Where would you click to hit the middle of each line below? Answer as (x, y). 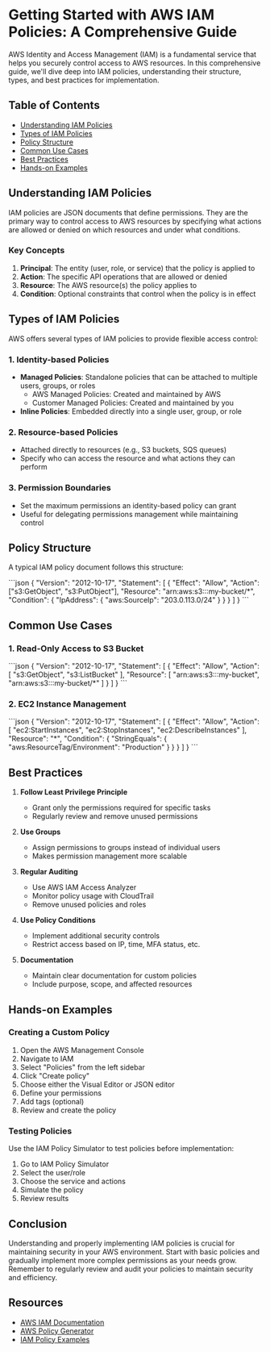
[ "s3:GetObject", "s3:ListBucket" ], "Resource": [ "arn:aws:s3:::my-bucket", (134, 674)
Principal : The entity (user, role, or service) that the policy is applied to (137, 268)
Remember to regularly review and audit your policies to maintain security (131, 1269)
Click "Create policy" (55, 1075)
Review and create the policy (68, 1110)
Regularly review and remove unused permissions (115, 816)
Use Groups (40, 832)
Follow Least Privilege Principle (73, 792)
